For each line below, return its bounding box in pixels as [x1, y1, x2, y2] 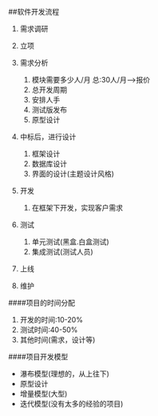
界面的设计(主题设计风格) [31, 169, 114, 178]
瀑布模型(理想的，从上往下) [19, 369, 110, 378]
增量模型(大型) [19, 389, 68, 398]
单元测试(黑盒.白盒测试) [31, 237, 109, 246]
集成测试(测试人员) [31, 247, 93, 256]
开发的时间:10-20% [19, 315, 84, 324]
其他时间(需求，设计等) [19, 335, 96, 344]
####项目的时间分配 [8, 298, 76, 307]
